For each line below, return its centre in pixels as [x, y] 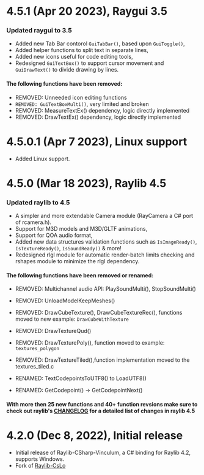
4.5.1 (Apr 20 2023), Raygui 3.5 [87, 11]
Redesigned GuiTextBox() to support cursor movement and [89, 63]
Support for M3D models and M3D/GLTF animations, [81, 229]
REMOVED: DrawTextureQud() [53, 331]
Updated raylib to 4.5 [38, 202]
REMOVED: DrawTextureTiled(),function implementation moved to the [103, 360]
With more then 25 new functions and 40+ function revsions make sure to [102, 404]
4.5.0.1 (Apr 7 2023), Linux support [97, 141]
